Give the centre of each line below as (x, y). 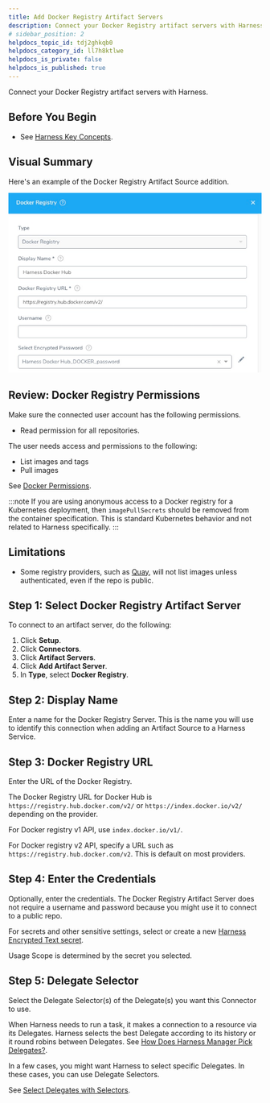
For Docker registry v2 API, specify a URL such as (91, 845)
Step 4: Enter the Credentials (82, 879)
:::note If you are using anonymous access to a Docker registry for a (121, 501)
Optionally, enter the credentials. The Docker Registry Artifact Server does (131, 898)
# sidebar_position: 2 (46, 34)
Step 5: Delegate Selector (74, 981)
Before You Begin (53, 117)
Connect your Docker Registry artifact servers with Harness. (108, 92)
